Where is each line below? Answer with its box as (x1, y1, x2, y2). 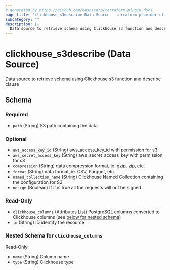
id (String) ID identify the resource (12, 219, 85, 226)
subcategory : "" (5, 17, 39, 22)
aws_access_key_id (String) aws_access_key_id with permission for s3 (12, 147, 158, 153)
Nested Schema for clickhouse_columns (5, 232, 103, 239)
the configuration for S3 (12, 179, 63, 185)
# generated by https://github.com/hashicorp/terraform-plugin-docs (5, 7, 153, 13)
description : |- (5, 21, 39, 27)
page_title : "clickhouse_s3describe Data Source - (5, 12, 114, 17)
